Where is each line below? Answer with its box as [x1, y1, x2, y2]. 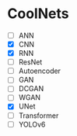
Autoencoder [18, 66, 61, 75]
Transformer [18, 111, 59, 120]
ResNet [18, 57, 43, 67]
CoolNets [7, 5, 69, 23]
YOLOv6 [18, 119, 46, 129]
